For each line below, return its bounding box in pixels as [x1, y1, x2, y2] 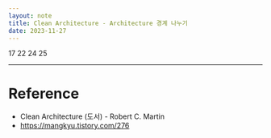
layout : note [8, 11, 52, 20]
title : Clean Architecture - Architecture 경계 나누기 [8, 19, 188, 27]
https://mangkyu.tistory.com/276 [19, 121, 130, 131]
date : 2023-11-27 [8, 26, 67, 34]
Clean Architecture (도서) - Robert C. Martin [19, 112, 165, 121]
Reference [8, 84, 79, 103]
